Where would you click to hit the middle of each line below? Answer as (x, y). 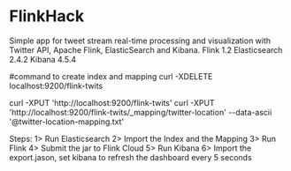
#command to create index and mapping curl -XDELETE (111, 76)
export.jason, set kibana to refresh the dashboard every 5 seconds (130, 157)
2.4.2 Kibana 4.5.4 (43, 59)
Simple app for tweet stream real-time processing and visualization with (140, 41)
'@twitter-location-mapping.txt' (67, 122)
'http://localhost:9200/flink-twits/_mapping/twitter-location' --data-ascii (141, 112)
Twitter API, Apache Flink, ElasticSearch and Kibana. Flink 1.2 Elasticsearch (146, 49)
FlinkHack (47, 16)
